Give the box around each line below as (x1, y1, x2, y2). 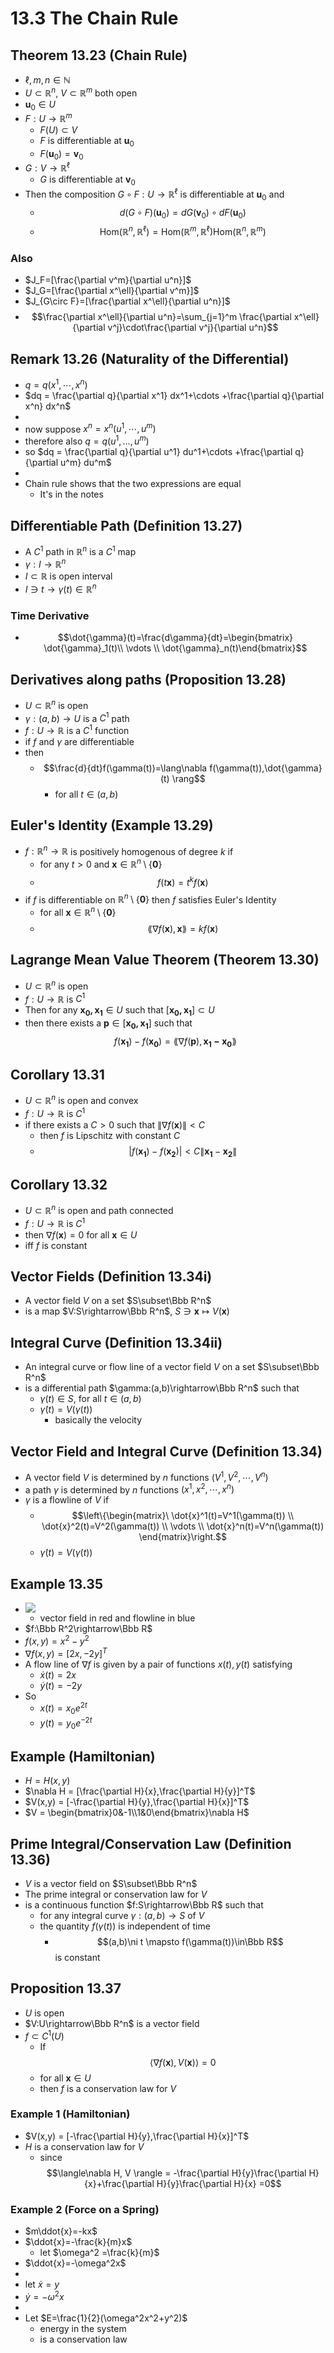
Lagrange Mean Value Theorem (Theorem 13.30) (10, 952, 320, 969)
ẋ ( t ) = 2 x (39, 1668, 77, 1681)
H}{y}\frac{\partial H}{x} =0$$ (156, 2177, 282, 2189)
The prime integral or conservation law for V (24, 1888, 208, 1901)
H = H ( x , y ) (24, 1775, 71, 1787)
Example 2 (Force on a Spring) (10, 2202, 160, 2216)
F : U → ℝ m (24, 111, 73, 125)
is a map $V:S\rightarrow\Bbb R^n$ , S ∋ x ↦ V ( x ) (24, 1305, 230, 1317)
